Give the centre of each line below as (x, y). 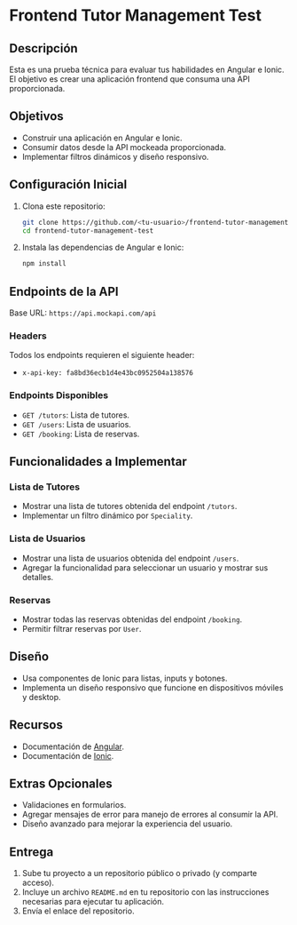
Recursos (36, 725)
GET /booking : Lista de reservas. (81, 434)
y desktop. (41, 697)
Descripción (43, 48)
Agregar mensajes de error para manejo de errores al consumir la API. (150, 815)
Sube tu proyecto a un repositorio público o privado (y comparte (140, 873)
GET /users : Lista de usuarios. (76, 424)
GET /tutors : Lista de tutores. (76, 415)
